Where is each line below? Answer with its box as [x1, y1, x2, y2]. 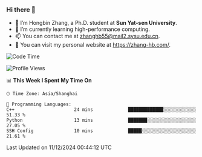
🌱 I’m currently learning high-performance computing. [15, 25, 150, 33]
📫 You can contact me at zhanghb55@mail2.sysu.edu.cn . [15, 33, 160, 40]
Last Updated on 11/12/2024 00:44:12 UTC [6, 144, 112, 151]
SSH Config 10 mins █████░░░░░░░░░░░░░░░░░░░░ [6, 128, 197, 134]
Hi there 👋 [6, 5, 36, 14]
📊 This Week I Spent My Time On [6, 77, 92, 84]
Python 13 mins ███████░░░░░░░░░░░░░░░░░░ [6, 118, 197, 124]
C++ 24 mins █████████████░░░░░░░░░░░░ [6, 107, 197, 113]
